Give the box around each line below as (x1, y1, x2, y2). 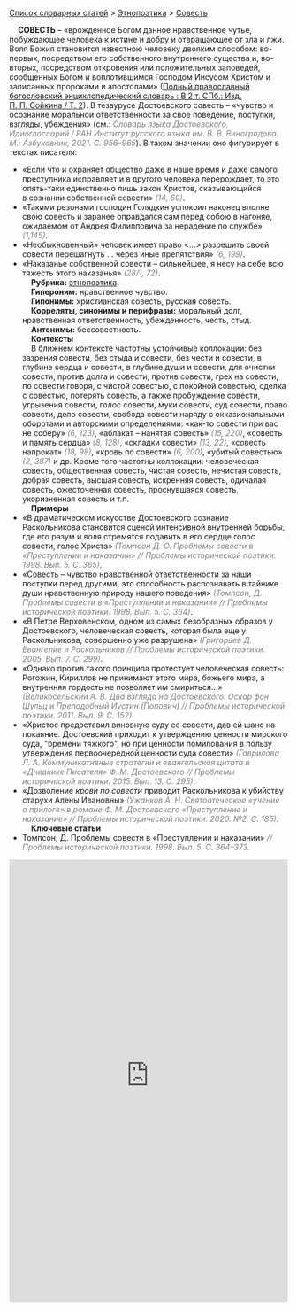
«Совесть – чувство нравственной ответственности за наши (21, 569, 252, 579)
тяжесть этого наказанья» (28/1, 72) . (21, 268, 161, 278)
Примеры (30, 503, 69, 513)
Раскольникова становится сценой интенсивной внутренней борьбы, (21, 522, 286, 532)
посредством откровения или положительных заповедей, (41, 62, 261, 73)
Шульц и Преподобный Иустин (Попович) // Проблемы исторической (21, 701, 286, 711)
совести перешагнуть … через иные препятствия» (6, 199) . (21, 249, 246, 260)
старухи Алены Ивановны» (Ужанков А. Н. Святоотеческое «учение (21, 795, 280, 805)
